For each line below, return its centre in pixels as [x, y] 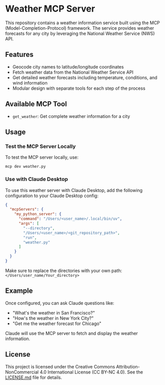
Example [19, 291]
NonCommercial [22, 372]
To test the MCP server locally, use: [42, 157]
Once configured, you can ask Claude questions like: [60, 303]
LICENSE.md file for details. [34, 377]
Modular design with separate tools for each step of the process [79, 88]
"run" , [30, 237]
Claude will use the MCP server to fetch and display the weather [71, 333]
